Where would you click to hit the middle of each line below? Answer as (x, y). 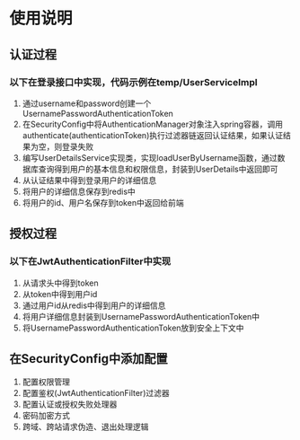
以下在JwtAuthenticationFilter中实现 (90, 261)
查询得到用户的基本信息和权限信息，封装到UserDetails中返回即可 (158, 169)
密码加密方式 (46, 416)
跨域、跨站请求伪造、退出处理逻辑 (85, 427)
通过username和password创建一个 (87, 103)
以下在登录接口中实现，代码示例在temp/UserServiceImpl (133, 82)
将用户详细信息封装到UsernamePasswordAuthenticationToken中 (141, 316)
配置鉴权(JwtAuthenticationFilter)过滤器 (96, 393)
